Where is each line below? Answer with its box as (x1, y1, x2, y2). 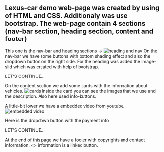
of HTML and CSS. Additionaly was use (5, 12, 128, 20)
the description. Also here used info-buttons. (5, 93, 96, 99)
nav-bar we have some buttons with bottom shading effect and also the (5, 53, 151, 59)
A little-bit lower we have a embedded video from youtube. (5, 103, 125, 109)
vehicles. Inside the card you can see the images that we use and (5, 88, 156, 94)
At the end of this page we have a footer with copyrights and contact (5, 137, 145, 143)
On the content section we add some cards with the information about (5, 82, 148, 88)
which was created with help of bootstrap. (13, 64, 99, 70)
